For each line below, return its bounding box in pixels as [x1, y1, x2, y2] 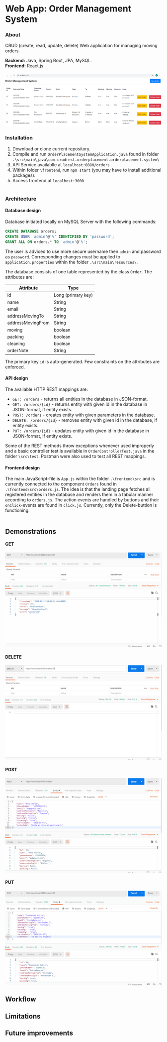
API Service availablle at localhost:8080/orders [12, 161, 110, 167]
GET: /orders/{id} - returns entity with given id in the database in [12, 401, 148, 407]
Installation [5, 134, 33, 141]
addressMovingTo [7, 313, 44, 319]
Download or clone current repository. [12, 145, 91, 152]
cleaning [7, 341, 25, 347]
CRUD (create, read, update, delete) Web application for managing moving [5, 43, 158, 49]
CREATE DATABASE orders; [5, 229, 57, 234]
